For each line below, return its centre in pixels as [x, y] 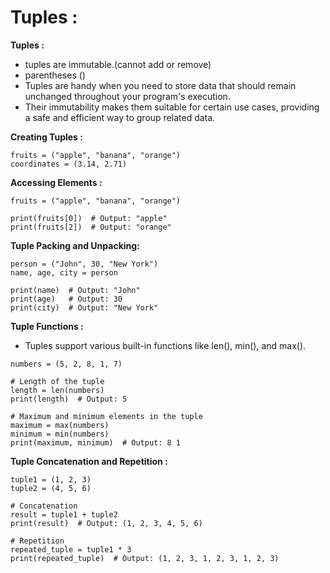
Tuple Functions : [47, 326]
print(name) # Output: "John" [75, 290]
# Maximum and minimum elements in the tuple [106, 416]
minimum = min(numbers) [60, 434]
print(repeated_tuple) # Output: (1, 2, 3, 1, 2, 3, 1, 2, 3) [145, 558]
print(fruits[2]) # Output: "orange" [91, 227]
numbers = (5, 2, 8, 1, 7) [66, 364]
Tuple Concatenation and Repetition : [89, 461]
